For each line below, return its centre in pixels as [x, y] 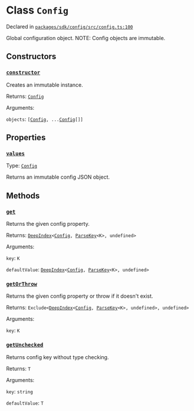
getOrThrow [22, 284]
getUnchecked [25, 345]
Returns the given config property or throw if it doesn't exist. [80, 296]
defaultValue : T [25, 403]
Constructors [31, 57]
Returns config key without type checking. [57, 357]
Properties [26, 138]
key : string [20, 391]
